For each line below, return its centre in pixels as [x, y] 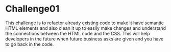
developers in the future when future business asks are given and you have [84, 39]
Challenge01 [32, 9]
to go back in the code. [30, 44]
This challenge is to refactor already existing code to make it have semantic [85, 23]
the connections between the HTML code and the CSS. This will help [78, 33]
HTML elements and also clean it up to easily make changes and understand [86, 28]
